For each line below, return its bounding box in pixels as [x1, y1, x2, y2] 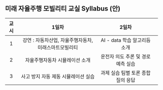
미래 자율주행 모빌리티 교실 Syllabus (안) [5, 4, 120, 13]
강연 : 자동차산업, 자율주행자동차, [22, 37, 93, 44]
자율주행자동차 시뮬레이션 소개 [25, 57, 91, 63]
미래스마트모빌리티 [37, 44, 79, 51]
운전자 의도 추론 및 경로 [100, 53, 151, 60]
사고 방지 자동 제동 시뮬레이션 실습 [21, 73, 95, 80]
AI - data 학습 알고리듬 [100, 37, 151, 44]
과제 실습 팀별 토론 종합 [100, 69, 151, 76]
